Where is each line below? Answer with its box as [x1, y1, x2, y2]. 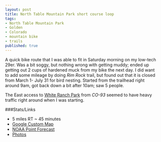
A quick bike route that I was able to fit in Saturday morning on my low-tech [5, 56, 157, 62]
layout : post [5, 7, 32, 12]
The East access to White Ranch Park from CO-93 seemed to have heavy [5, 92, 152, 98]
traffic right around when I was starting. [5, 97, 85, 103]
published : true [5, 43, 38, 48]
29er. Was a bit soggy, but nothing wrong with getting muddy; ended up [5, 62, 149, 68]
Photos [12, 131, 27, 137]
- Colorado [5, 30, 27, 35]
